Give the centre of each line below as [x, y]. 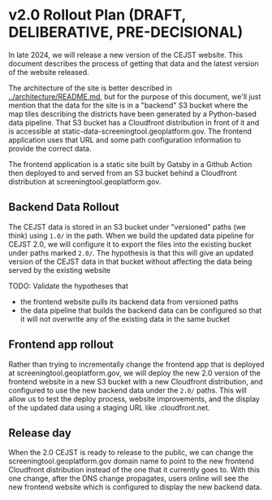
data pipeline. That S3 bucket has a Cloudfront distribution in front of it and [134, 122]
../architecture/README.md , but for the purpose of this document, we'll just [135, 96]
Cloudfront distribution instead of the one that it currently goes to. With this [134, 470]
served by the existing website [60, 270]
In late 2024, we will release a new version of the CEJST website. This [126, 55]
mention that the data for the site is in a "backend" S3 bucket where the [128, 105]
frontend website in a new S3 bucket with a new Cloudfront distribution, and [136, 381]
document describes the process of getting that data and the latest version [134, 64]
